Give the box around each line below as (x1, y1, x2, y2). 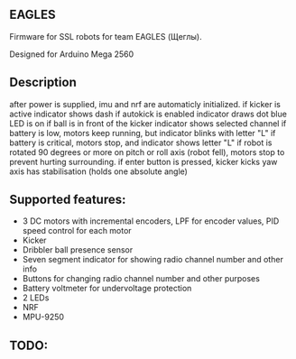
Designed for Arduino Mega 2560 (9, 49, 134, 60)
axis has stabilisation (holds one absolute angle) (9, 166, 188, 177)
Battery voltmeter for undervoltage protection (22, 283, 192, 294)
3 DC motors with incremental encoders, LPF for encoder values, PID (22, 216, 280, 226)
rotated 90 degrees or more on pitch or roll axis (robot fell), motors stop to (9, 146, 285, 157)
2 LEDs (22, 292, 50, 303)
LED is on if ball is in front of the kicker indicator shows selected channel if (9, 117, 287, 129)
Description (9, 75, 77, 90)
